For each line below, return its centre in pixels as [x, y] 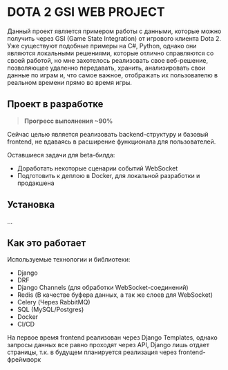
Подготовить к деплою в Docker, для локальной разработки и [108, 175]
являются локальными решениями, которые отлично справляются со [111, 53]
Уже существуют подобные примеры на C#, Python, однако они [102, 46]
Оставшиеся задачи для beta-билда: [61, 155]
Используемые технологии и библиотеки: [69, 260]
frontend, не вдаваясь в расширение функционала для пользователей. [112, 142]
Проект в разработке [55, 104]
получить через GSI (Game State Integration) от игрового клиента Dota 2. [114, 38]
